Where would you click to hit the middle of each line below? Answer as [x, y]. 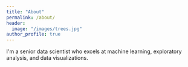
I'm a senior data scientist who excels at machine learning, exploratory [94, 51]
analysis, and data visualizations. [47, 58]
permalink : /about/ [31, 18]
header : [16, 23]
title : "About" [25, 12]
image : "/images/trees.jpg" [47, 29]
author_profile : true [34, 34]
